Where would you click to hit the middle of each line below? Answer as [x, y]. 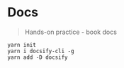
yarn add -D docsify [38, 57]
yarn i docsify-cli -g [41, 51]
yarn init [22, 45]
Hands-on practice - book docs [71, 32]
